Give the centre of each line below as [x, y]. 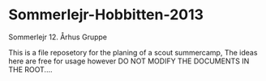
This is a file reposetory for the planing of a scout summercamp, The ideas [133, 52]
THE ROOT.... [30, 69]
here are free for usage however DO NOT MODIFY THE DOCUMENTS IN [129, 61]
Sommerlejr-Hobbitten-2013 [106, 15]
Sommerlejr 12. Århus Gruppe [58, 37]
